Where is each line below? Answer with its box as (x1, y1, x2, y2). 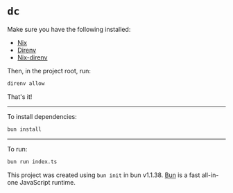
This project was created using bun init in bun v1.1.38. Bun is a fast (7, 171, 200, 179)
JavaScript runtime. (19, 178, 76, 186)
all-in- (201, 171, 219, 179)
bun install (7, 126, 42, 133)
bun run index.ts (7, 158, 58, 165)
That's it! (7, 92, 33, 101)
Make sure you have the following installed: (7, 25, 131, 33)
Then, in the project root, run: (7, 66, 92, 75)
